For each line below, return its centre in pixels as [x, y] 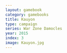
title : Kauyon [20, 19]
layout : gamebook [24, 10]
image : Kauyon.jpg [25, 43]
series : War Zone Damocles [34, 29]
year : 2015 [17, 33]
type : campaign [21, 24]
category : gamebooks [27, 15]
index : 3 [14, 38]
